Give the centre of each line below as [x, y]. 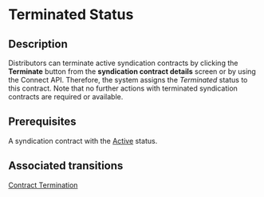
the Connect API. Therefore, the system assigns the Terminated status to [128, 80]
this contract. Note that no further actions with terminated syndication [123, 88]
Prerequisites [42, 122]
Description [38, 44]
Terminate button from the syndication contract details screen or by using [132, 71]
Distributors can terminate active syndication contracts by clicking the [123, 63]
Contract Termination [43, 185]
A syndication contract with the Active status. [83, 141]
